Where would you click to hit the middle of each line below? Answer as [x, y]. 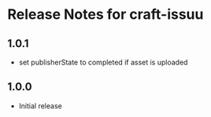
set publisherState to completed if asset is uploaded [103, 62]
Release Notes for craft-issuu [105, 15]
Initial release [40, 106]
